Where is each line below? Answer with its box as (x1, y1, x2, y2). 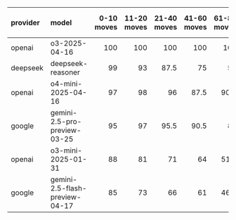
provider (11, 18, 40, 27)
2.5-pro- (50, 117, 82, 126)
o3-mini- (50, 145, 83, 155)
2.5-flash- (50, 183, 87, 193)
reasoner (50, 67, 81, 77)
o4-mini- (50, 79, 83, 89)
